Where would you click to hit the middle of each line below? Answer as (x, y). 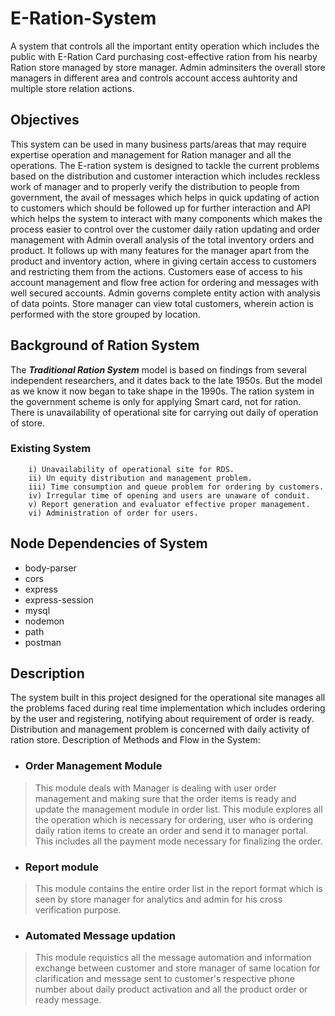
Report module (61, 867)
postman (43, 642)
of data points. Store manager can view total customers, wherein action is (162, 303)
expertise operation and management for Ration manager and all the (151, 154)
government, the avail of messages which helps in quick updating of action (165, 197)
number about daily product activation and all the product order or (171, 989)
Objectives (45, 120)
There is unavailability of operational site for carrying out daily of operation (164, 412)
